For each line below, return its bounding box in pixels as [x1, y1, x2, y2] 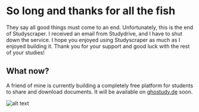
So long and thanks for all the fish [6, 4, 176, 18]
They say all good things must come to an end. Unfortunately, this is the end [6, 24, 194, 31]
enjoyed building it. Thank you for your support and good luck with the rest [6, 43, 190, 50]
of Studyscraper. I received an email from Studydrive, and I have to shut [6, 30, 183, 37]
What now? [6, 66, 49, 76]
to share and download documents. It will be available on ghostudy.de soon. [6, 88, 193, 95]
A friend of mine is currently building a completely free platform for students [6, 82, 194, 89]
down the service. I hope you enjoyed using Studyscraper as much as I [6, 36, 181, 43]
